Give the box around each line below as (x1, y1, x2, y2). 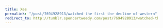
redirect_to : (5, 16, 32, 20)
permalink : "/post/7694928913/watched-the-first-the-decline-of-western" (5, 11, 158, 16)
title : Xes (5, 7, 27, 12)
